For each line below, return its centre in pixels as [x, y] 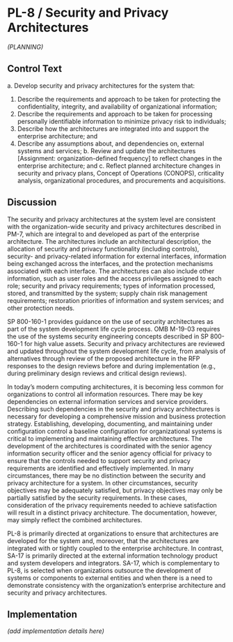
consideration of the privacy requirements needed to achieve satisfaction [112, 505]
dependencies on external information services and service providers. [108, 401]
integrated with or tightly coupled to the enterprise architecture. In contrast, [115, 548]
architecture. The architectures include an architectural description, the [109, 241]
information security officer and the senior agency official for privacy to [110, 453]
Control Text [35, 69]
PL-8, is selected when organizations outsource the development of [104, 570]
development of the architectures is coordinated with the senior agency [110, 446]
